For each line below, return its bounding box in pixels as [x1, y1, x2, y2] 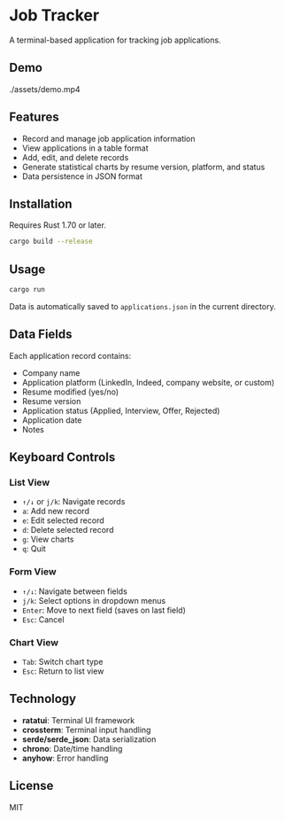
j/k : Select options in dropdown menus [21, 595, 166, 605]
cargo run [9, 285, 46, 294]
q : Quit [21, 543, 46, 554]
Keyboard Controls [9, 449, 116, 465]
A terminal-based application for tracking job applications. [9, 35, 221, 45]
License [9, 778, 54, 793]
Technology [9, 691, 77, 707]
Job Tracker [9, 5, 100, 26]
